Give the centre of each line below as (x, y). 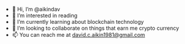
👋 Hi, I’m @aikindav (36, 9)
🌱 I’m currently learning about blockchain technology (78, 22)
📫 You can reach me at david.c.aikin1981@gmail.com (78, 35)
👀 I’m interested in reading (44, 15)
